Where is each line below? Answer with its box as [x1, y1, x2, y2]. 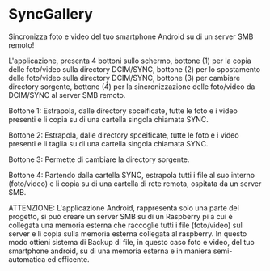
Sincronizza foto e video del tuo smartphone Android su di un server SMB [8, 32, 254, 41]
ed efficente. [47, 254, 91, 264]
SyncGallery [8, 5, 93, 23]
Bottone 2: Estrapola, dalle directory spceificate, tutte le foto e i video [8, 130, 240, 140]
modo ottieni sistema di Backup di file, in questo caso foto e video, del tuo [8, 237, 255, 247]
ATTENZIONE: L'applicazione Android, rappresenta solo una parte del [8, 203, 240, 213]
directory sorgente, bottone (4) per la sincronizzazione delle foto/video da [8, 82, 255, 91]
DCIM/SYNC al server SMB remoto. [8, 90, 126, 100]
